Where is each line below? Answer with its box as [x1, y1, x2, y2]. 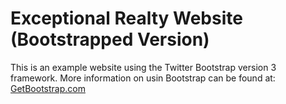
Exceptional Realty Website [10, 7, 243, 30]
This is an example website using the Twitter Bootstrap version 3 [10, 61, 277, 73]
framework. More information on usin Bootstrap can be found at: [10, 72, 276, 84]
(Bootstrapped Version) [10, 28, 210, 51]
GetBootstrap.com [10, 82, 86, 94]
